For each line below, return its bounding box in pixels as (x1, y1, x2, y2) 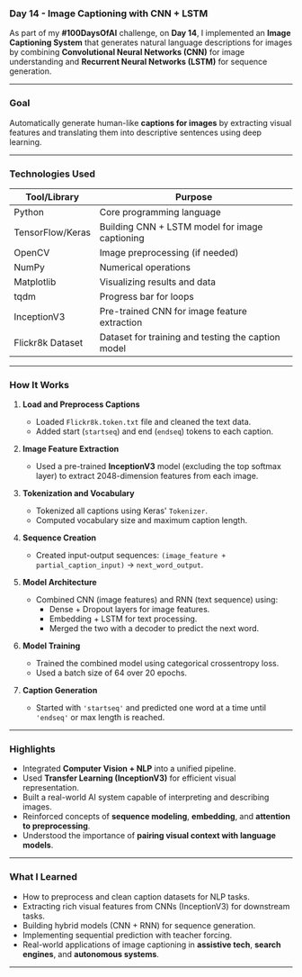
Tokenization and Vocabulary (22, 488, 135, 499)
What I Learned (9, 871, 78, 883)
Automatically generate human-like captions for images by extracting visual (9, 117, 292, 128)
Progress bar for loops (99, 290, 195, 303)
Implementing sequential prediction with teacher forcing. (22, 929, 233, 940)
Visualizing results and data (99, 276, 216, 288)
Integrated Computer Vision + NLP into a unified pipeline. (22, 764, 236, 774)
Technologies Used (9, 167, 96, 180)
